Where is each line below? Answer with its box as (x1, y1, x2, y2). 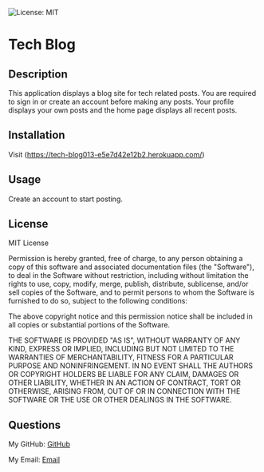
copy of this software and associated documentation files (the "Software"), (8, 262, 255, 272)
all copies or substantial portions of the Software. (8, 320, 170, 330)
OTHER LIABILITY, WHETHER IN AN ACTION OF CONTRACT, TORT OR (8, 378, 241, 387)
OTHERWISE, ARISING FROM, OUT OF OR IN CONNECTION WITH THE (8, 387, 241, 396)
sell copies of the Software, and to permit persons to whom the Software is (8, 288, 255, 297)
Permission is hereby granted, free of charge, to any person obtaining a (8, 254, 243, 264)
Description (8, 67, 68, 81)
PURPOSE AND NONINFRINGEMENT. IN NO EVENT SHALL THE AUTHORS (8, 361, 254, 371)
